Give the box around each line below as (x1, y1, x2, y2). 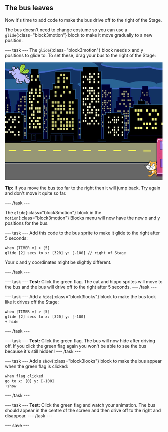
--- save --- (5, 422, 30, 428)
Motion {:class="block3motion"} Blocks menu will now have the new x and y (5, 215, 160, 221)
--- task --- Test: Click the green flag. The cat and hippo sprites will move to (5, 278, 163, 284)
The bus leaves (5, 4, 54, 12)
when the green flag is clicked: (5, 363, 68, 369)
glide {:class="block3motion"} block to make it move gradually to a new (5, 32, 153, 38)
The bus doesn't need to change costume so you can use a (5, 27, 127, 33)
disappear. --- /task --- (5, 412, 53, 419)
